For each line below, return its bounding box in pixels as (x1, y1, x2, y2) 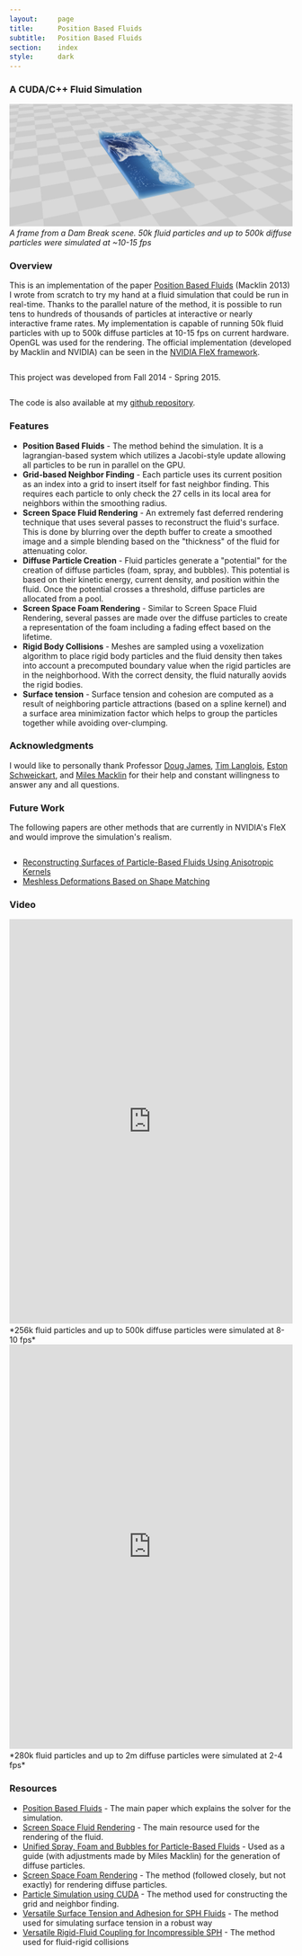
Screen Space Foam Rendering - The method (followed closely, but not (22, 1870, 286, 1880)
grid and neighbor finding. (22, 1898, 120, 1909)
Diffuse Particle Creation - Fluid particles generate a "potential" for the (22, 555, 288, 565)
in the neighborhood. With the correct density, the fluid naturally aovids (22, 670, 288, 680)
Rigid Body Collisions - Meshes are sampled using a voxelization (22, 641, 264, 652)
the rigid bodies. (22, 679, 84, 689)
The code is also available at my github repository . (9, 397, 196, 408)
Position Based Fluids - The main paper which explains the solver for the (22, 1802, 291, 1813)
